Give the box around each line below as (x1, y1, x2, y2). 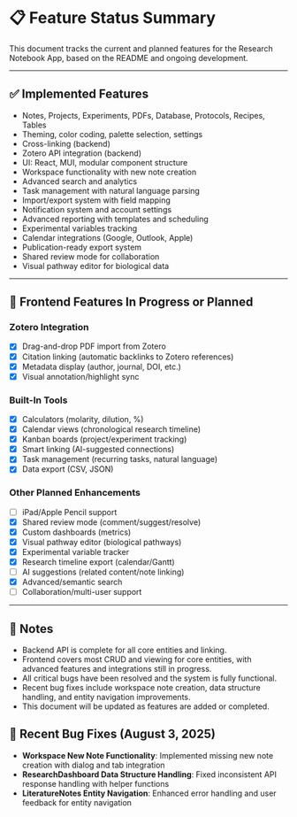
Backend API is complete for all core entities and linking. (21, 644, 227, 656)
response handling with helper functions (21, 778, 170, 789)
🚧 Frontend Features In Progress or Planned (9, 295, 254, 310)
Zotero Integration (9, 321, 89, 334)
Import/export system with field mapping (21, 195, 171, 205)
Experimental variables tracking (21, 223, 138, 234)
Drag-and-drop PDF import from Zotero (21, 341, 166, 351)
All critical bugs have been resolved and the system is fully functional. (21, 673, 278, 683)
